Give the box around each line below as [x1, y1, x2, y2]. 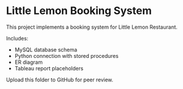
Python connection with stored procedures [14, 52, 119, 59]
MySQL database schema [14, 46, 78, 53]
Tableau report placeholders [14, 64, 84, 71]
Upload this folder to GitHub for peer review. [6, 76, 114, 83]
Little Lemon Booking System [6, 4, 152, 18]
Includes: [6, 35, 28, 42]
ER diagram [14, 59, 43, 66]
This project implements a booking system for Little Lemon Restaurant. [6, 23, 178, 30]
